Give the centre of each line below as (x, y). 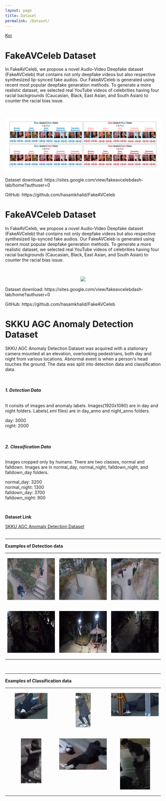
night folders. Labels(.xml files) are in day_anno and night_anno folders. (78, 411)
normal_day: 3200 (23, 482)
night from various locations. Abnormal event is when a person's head (77, 359)
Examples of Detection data (34, 546)
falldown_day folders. (27, 472)
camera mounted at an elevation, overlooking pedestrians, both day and (78, 353)
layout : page (19, 10)
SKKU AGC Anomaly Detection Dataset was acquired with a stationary (77, 348)
